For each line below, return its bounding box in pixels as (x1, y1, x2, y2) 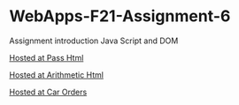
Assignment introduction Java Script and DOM (9, 35, 179, 46)
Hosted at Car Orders (9, 86, 88, 97)
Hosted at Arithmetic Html (9, 69, 104, 80)
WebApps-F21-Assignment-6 (9, 6, 231, 26)
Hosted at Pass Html (9, 52, 84, 63)
